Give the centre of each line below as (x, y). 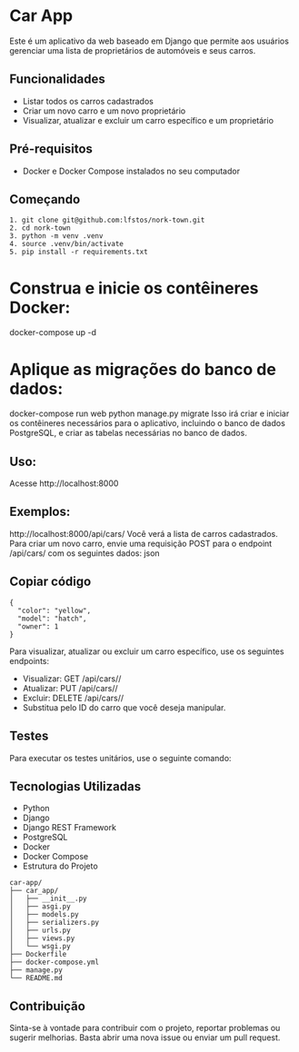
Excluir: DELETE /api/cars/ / (73, 698)
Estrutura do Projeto (60, 866)
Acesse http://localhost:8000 (64, 483)
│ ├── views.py (42, 938)
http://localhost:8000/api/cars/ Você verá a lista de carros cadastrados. (144, 533)
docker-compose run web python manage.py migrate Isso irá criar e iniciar (149, 413)
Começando (45, 199)
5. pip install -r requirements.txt (79, 252)
